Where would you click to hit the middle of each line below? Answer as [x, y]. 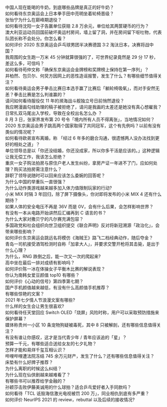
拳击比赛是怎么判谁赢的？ [40, 94]
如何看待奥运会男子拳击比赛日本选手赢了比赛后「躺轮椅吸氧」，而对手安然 [80, 88]
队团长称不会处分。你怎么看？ [36, 38]
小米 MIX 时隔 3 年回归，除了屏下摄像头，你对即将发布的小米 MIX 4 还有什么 [83, 194]
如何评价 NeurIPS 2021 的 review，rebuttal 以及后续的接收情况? [70, 400]
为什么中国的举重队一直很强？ [36, 182]
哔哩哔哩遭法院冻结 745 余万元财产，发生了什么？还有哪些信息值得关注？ [80, 356]
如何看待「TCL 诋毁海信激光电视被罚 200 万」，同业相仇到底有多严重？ [77, 393]
